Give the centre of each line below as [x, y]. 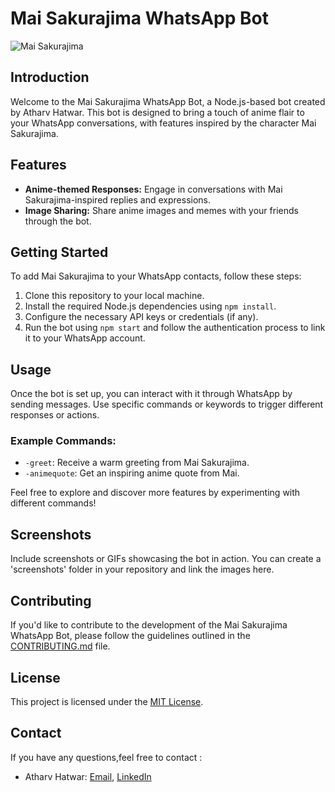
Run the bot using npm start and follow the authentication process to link [175, 328]
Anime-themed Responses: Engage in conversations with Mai [153, 189]
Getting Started [59, 252]
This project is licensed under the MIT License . [107, 701]
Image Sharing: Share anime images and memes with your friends [161, 210]
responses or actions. [55, 415]
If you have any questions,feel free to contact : [106, 757]
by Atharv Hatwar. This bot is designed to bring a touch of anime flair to [157, 112]
